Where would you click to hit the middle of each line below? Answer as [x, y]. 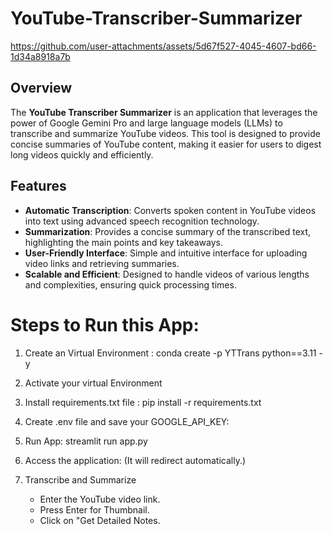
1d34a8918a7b [40, 56]
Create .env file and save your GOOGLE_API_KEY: [127, 421]
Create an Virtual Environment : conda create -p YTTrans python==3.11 [170, 353]
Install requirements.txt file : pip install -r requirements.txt [143, 402]
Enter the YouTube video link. [100, 499]
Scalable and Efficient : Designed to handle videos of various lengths [167, 274]
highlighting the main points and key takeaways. [123, 242]
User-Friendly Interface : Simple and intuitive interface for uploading [166, 253]
